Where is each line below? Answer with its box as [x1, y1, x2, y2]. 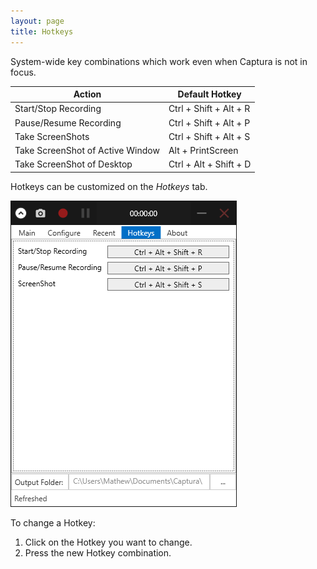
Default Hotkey [177, 88, 242, 100]
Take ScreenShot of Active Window [14, 145, 160, 156]
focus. [10, 66, 37, 78]
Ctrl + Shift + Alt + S [168, 130, 251, 142]
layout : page [10, 16, 65, 26]
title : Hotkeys [10, 26, 74, 37]
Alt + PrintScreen [168, 145, 239, 156]
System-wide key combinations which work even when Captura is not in [10, 55, 308, 67]
